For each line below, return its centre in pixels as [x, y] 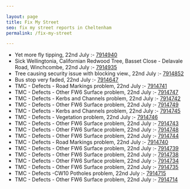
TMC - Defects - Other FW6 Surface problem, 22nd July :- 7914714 [96, 180]
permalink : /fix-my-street [39, 33]
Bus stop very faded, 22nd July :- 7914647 [66, 80]
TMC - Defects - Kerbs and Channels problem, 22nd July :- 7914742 [98, 99]
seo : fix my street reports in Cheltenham [59, 28]
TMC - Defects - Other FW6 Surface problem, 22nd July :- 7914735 [96, 167]
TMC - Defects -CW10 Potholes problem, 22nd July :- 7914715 [90, 173]
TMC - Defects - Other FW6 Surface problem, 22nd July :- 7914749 [96, 105]
